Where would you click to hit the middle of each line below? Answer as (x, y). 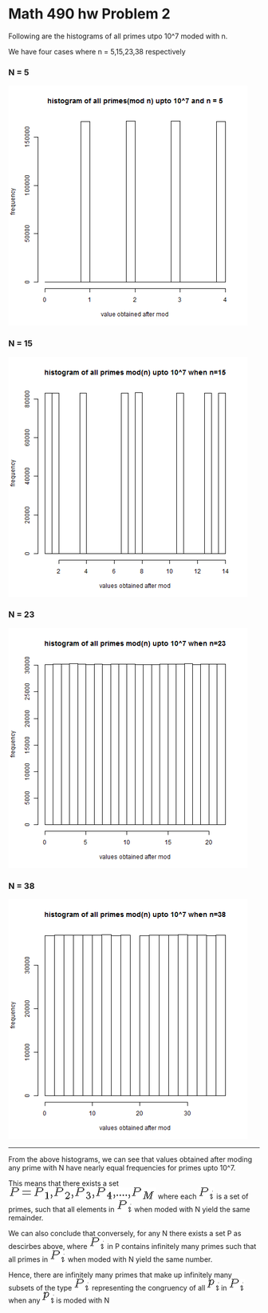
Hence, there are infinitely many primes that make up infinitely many (120, 1275)
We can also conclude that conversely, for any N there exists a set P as (125, 1234)
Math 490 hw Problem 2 (89, 14)
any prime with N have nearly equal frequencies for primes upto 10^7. (122, 1168)
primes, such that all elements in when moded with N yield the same (129, 1210)
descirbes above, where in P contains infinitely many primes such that (132, 1247)
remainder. (26, 1218)
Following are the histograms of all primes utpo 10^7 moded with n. (118, 36)
